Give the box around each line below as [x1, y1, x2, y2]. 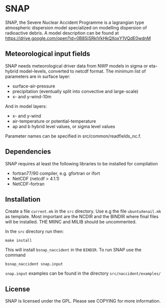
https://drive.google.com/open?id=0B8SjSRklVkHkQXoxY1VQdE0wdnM [5, 35, 151, 41]
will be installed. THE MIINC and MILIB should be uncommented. [5, 219, 137, 225]
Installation [5, 195, 41, 204]
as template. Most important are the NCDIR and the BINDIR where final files [5, 214, 159, 220]
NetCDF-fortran [12, 181, 45, 187]
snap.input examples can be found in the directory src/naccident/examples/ [5, 270, 161, 276]
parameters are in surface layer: [5, 73, 71, 79]
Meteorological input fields [5, 50, 90, 58]
